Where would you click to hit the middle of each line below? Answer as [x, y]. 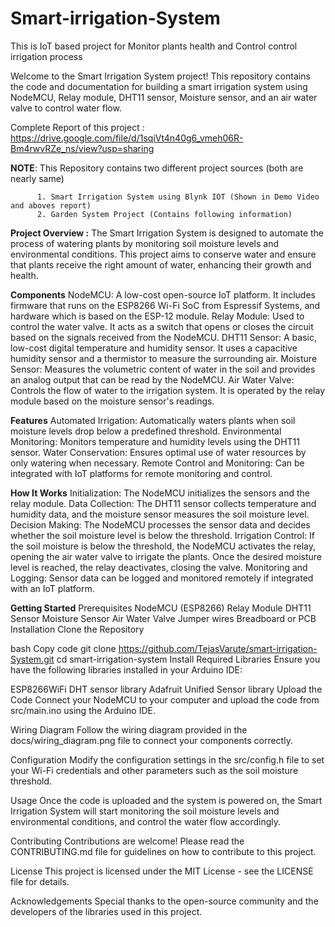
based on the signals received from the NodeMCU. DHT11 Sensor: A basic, [163, 337]
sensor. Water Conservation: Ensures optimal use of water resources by [158, 452]
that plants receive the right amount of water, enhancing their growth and [161, 264]
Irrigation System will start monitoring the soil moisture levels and [145, 811]
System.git [32, 659]
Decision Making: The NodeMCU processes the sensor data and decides [160, 524]
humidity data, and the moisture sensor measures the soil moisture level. [160, 514]
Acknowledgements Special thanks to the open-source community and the [164, 901]
